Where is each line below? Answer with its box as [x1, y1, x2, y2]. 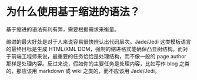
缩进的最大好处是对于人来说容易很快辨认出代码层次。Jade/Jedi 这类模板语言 [6, 38, 191, 45]
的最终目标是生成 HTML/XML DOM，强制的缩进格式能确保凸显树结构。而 [6, 45, 183, 53]
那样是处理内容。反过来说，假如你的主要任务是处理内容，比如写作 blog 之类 [6, 60, 190, 67]
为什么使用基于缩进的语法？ [6, 5, 141, 19]
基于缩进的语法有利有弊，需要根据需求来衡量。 [6, 26, 119, 33]
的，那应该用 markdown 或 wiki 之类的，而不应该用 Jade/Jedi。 [6, 67, 160, 74]
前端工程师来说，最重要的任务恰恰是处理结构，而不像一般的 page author [11, 53, 186, 60]
